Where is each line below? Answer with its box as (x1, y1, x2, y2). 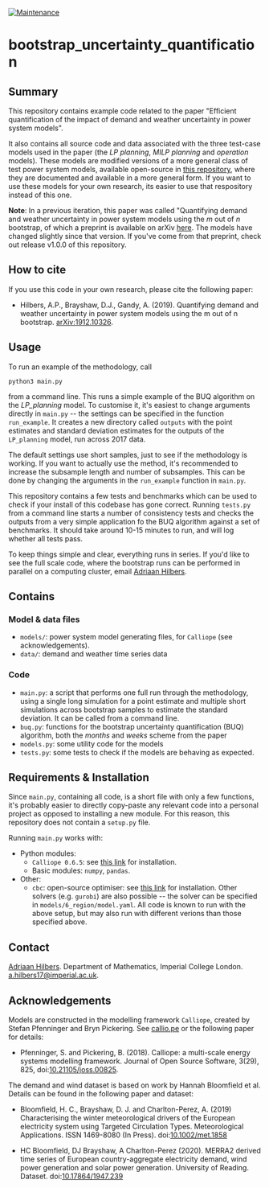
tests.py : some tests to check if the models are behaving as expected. (19, 747, 255, 757)
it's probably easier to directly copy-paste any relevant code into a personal (8, 800, 259, 810)
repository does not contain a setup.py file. (8, 817, 151, 828)
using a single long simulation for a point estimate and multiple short (19, 696, 247, 705)
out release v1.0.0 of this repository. (8, 240, 127, 249)
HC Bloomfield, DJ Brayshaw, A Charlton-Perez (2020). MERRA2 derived (19, 1146, 261, 1156)
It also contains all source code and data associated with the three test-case (8, 139, 261, 148)
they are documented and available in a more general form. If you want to (8, 173, 251, 183)
